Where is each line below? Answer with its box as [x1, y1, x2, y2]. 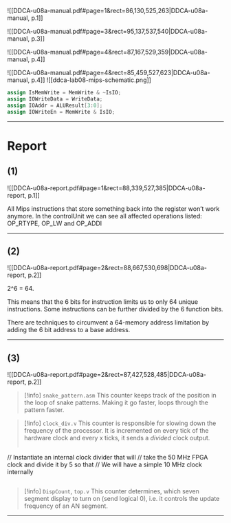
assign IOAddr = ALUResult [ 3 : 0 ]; [7, 102, 103, 109]
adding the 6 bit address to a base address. [7, 326, 131, 334]
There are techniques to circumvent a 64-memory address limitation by [7, 318, 210, 327]
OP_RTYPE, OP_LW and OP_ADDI [7, 219, 102, 227]
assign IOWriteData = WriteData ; [7, 95, 103, 103]
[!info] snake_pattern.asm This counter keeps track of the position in [23, 391, 217, 400]
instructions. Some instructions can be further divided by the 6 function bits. [7, 305, 223, 314]
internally [7, 468, 34, 476]
